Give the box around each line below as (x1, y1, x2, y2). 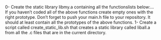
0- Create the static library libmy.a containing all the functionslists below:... (5, 4, 154, 10)
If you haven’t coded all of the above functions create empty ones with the (5, 9, 153, 15)
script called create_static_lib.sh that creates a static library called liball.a (5, 25, 150, 30)
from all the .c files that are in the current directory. (5, 30, 107, 35)
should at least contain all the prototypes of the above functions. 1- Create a (5, 19, 157, 25)
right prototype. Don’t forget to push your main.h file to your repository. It (5, 14, 151, 20)
